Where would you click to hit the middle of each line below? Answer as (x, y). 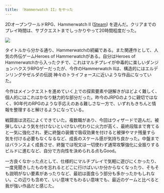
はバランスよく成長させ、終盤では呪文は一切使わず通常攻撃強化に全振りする (82, 144)
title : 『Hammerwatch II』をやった (39, 10)
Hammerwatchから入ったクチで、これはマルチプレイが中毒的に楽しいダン (80, 62)
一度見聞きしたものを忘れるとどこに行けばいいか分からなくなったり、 (76, 167)
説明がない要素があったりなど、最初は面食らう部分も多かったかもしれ (80, 173)
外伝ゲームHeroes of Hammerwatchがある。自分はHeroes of (75, 56)
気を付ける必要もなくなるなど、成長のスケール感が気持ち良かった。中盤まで (82, 138)
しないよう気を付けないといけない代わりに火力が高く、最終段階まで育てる (84, 126)
